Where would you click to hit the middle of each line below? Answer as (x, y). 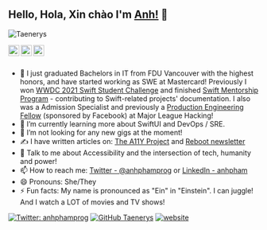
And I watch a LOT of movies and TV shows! (92, 202)
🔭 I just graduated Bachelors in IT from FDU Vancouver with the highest (137, 73)
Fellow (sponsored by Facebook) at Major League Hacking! (116, 115)
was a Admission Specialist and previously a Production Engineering (132, 107)
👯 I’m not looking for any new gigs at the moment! (101, 132)
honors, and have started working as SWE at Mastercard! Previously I (133, 81)
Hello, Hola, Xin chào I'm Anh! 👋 (88, 15)
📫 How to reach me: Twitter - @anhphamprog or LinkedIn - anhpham (133, 170)
